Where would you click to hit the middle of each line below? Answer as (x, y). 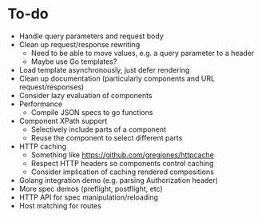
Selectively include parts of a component (99, 129)
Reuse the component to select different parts (107, 137)
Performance (41, 104)
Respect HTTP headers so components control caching (122, 163)
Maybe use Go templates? (74, 61)
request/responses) (52, 87)
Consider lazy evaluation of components (85, 95)
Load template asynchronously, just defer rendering (104, 69)
